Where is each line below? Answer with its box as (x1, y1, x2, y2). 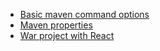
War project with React (19, 30, 115, 41)
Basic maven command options (19, 9, 150, 20)
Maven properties (19, 19, 93, 31)
